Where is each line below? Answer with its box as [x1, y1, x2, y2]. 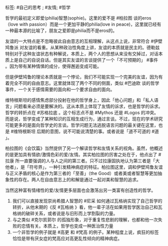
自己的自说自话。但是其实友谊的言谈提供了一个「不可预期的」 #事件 [18, 57, 158, 63]
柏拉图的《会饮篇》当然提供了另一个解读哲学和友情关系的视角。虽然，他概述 [5, 145, 163, 151]
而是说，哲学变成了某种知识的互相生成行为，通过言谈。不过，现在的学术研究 [5, 116, 163, 122]
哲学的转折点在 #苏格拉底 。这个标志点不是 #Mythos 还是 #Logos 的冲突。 [5, 110, 159, 115]
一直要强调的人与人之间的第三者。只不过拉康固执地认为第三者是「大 [19, 158, 160, 164]
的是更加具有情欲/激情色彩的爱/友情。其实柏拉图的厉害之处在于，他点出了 [5, 152, 157, 157]
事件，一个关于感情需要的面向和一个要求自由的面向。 [5, 87, 115, 92]
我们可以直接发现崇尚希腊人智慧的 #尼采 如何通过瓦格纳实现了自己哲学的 [12, 198, 162, 204]
